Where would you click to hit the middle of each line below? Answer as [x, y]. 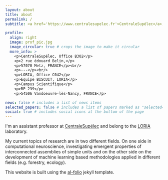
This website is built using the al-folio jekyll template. [60, 172]
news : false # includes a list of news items [53, 103]
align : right [23, 38]
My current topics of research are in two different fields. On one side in [78, 141]
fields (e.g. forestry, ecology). [36, 162]
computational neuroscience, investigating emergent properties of [73, 146]
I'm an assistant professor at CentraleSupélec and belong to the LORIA [78, 126]
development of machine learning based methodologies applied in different [83, 157]
